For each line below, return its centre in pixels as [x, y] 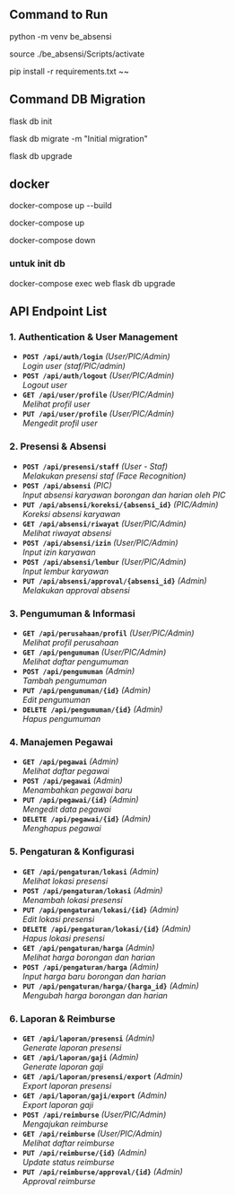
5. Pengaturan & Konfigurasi [72, 852]
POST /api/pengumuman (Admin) [78, 672]
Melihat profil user [56, 404]
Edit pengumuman [57, 700]
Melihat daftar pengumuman [75, 662]
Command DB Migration [78, 99]
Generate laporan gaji [63, 1067]
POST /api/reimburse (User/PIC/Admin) [94, 1114]
